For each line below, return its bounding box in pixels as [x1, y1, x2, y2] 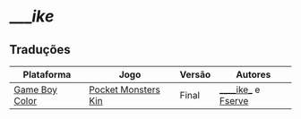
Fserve [219, 95, 249, 106]
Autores [236, 69, 271, 81]
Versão [179, 69, 211, 81]
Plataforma [22, 69, 72, 81]
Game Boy [13, 83, 58, 96]
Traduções [9, 42, 72, 57]
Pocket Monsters [89, 83, 161, 96]
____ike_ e [219, 83, 261, 96]
